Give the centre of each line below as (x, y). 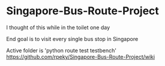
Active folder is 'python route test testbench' (61, 50)
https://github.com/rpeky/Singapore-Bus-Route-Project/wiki (80, 56)
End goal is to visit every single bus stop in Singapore (72, 39)
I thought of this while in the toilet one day (58, 27)
